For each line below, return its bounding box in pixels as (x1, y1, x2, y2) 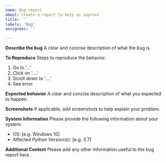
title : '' (5, 17, 27, 22)
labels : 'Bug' (5, 21, 36, 27)
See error (12, 81, 33, 87)
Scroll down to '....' (12, 75, 52, 81)
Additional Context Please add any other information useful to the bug (5, 146, 154, 153)
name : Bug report (5, 7, 42, 13)
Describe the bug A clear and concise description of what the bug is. (5, 45, 151, 51)
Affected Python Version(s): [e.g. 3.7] (12, 137, 91, 143)
